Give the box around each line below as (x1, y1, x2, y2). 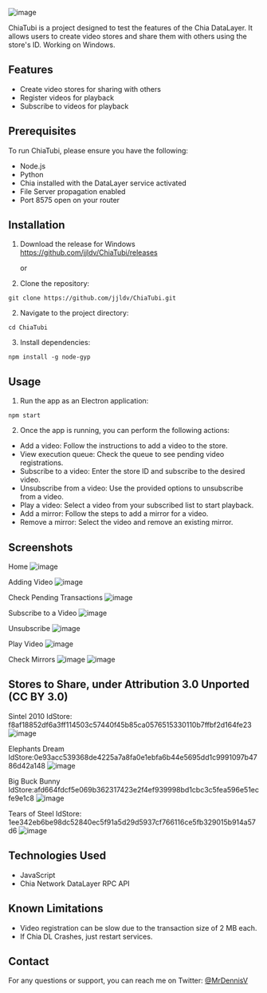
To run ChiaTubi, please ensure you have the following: (8, 145, 189, 155)
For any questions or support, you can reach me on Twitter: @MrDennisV (8, 975, 249, 986)
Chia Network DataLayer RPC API (19, 879, 130, 888)
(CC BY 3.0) (8, 690, 69, 704)
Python (19, 169, 44, 179)
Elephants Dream (8, 744, 65, 753)
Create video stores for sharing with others (19, 84, 162, 93)
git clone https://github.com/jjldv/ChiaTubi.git (8, 294, 177, 303)
